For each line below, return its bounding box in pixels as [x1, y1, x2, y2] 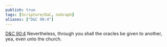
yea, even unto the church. [5, 36, 62, 42]
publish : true [5, 7, 36, 13]
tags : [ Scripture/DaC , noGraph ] [5, 12, 74, 17]
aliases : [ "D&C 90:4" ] [5, 17, 54, 22]
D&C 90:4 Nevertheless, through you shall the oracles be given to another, [5, 31, 162, 37]
